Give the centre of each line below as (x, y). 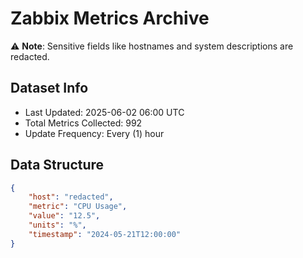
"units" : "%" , (57, 225)
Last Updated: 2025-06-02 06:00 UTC (104, 112)
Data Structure (57, 165)
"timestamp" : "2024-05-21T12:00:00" (105, 234)
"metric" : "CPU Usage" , (78, 207)
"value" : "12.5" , (64, 216)
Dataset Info (49, 88)
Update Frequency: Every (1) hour (94, 133)
